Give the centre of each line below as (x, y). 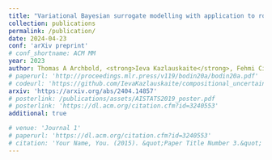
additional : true (38, 114)
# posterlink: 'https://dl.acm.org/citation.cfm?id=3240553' (114, 106)
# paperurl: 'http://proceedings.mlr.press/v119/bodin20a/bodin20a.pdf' (134, 76)
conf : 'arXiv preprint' (49, 46)
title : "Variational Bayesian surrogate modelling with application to (132, 16)
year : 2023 (27, 61)
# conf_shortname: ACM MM (52, 53)
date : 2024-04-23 (38, 38)
